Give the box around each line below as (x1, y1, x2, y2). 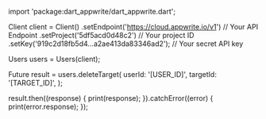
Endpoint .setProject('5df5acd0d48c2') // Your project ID (8, 31, 195, 40)
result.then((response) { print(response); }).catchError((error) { (8, 94, 214, 102)
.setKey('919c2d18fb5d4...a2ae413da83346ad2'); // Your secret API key (8, 39, 244, 48)
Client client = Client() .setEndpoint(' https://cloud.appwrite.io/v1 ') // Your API (8, 22, 259, 31)
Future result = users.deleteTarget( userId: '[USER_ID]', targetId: (8, 70, 217, 79)
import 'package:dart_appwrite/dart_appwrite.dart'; (8, 7, 176, 16)
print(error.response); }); (8, 102, 89, 111)
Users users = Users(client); (8, 55, 101, 63)
